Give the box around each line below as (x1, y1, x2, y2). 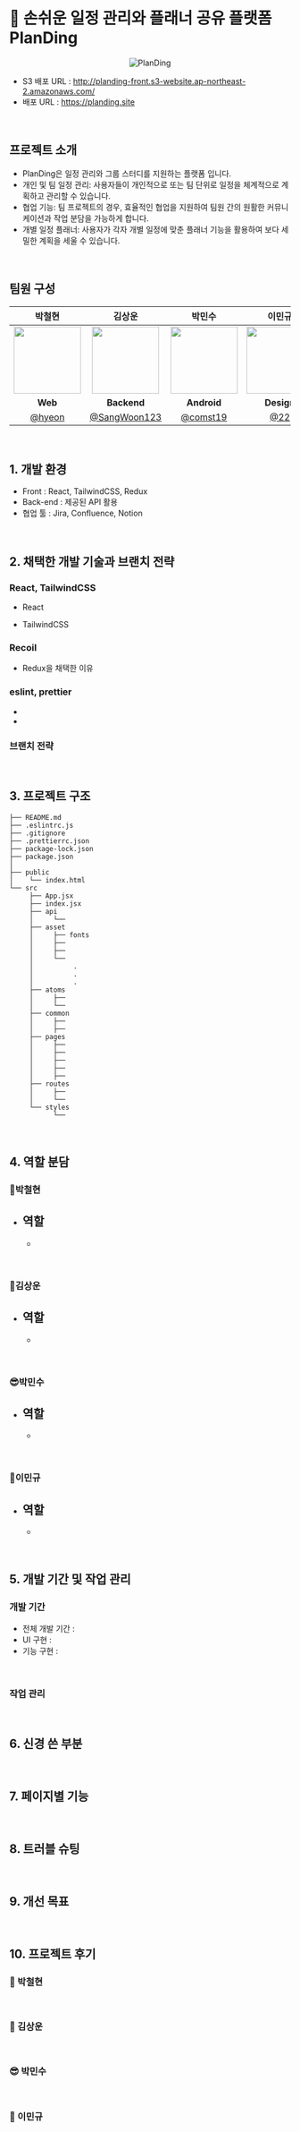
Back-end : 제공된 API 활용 (21, 497, 118, 507)
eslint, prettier (9, 686, 72, 698)
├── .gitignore (9, 829, 66, 838)
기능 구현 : (21, 1645, 59, 1656)
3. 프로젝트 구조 (9, 789, 91, 804)
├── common (29, 1009, 70, 1018)
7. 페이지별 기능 (9, 1789, 89, 1804)
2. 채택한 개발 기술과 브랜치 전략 (9, 554, 175, 569)
